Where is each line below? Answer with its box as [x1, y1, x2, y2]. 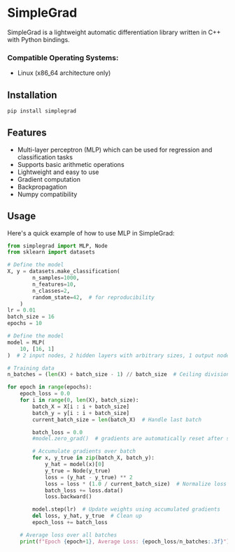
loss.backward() [44, 493, 92, 500]
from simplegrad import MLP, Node [7, 242, 108, 249]
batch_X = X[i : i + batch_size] [32, 403, 130, 410]
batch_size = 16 [7, 313, 55, 321]
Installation [7, 89, 57, 101]
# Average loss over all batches [20, 531, 117, 539]
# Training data [7, 365, 55, 372]
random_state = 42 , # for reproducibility [32, 293, 155, 301]
